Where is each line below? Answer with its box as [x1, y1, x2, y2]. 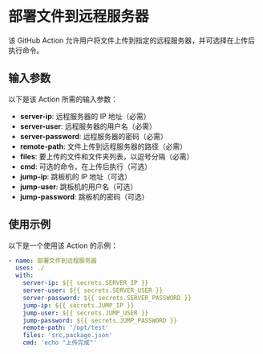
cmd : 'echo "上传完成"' [22, 339, 98, 347]
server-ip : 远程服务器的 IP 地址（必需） [19, 111, 151, 121]
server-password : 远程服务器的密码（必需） [19, 131, 168, 141]
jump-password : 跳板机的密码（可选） [19, 191, 149, 201]
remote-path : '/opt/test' [22, 323, 110, 332]
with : [15, 271, 34, 280]
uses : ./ [15, 264, 45, 272]
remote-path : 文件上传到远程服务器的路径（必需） [19, 142, 187, 151]
